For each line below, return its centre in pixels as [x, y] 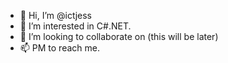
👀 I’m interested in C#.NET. [75, 26]
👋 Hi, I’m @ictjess [55, 15]
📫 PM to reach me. [59, 48]
